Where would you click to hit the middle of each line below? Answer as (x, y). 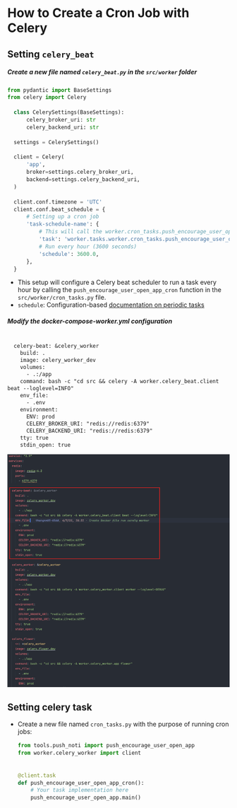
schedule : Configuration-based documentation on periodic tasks (111, 305)
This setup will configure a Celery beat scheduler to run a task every (117, 282)
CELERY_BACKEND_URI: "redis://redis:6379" (89, 431)
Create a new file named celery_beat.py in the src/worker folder (102, 72)
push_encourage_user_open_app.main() (86, 798)
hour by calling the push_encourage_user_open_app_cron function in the (120, 290)
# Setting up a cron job (62, 217)
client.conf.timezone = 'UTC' (58, 202)
